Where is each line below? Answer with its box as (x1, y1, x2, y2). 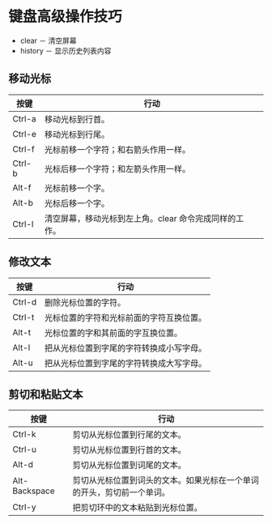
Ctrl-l (12, 218, 34, 229)
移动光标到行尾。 (44, 129, 110, 140)
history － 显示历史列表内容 (19, 45, 112, 55)
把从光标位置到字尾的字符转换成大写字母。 (44, 357, 207, 369)
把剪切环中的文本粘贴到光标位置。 (72, 502, 202, 513)
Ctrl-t (12, 311, 35, 322)
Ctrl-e (12, 128, 36, 139)
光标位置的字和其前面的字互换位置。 (44, 327, 183, 339)
